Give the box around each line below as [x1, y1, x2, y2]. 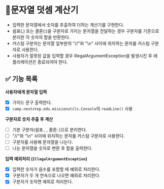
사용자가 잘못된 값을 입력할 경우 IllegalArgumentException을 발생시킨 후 [12, 52, 153, 58]
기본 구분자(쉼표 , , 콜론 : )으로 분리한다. [12, 127, 87, 133]
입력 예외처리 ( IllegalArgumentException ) [5, 156, 88, 162]
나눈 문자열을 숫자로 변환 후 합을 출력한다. [12, 145, 93, 151]
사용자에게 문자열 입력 [5, 89, 47, 94]
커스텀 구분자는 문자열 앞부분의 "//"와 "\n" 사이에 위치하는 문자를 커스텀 [12, 40, 150, 46]
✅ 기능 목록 [5, 75, 38, 83]
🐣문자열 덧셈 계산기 [5, 4, 79, 16]
